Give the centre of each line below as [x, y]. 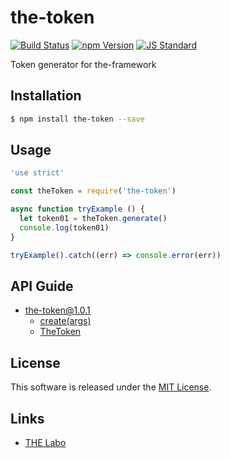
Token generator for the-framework [83, 64]
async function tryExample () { [77, 209]
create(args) [65, 321]
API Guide [42, 286]
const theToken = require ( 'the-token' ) [93, 191]
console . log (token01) [64, 227]
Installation [46, 96]
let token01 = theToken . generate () [93, 219]
